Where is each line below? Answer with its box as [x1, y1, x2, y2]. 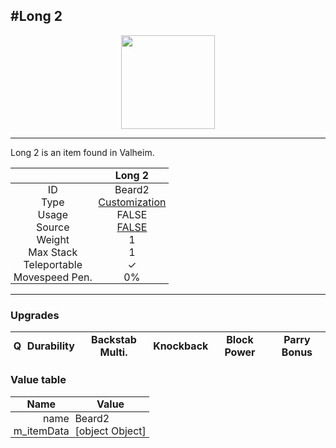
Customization [98, 195, 167, 209]
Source [36, 220, 70, 234]
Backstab [91, 332, 137, 346]
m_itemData [13, 424, 70, 438]
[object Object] [74, 424, 147, 438]
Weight [36, 233, 70, 246]
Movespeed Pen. [13, 270, 93, 284]
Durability [26, 339, 75, 353]
